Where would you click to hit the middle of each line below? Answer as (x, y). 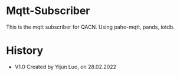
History (25, 51)
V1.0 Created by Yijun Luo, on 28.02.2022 (66, 67)
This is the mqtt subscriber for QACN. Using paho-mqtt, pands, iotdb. (91, 27)
